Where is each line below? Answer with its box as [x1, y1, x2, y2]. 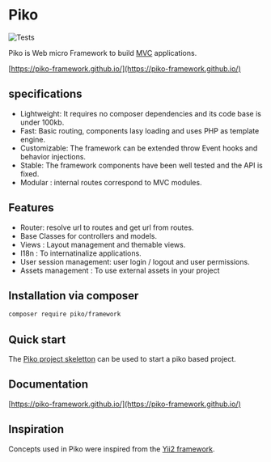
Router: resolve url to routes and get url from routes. [19, 223, 194, 232]
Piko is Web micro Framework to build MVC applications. [8, 48, 197, 57]
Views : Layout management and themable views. [19, 239, 186, 249]
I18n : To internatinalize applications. [19, 248, 142, 258]
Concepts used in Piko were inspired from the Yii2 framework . [8, 443, 216, 454]
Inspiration [8, 422, 65, 436]
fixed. [19, 168, 40, 179]
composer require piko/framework [8, 310, 121, 319]
